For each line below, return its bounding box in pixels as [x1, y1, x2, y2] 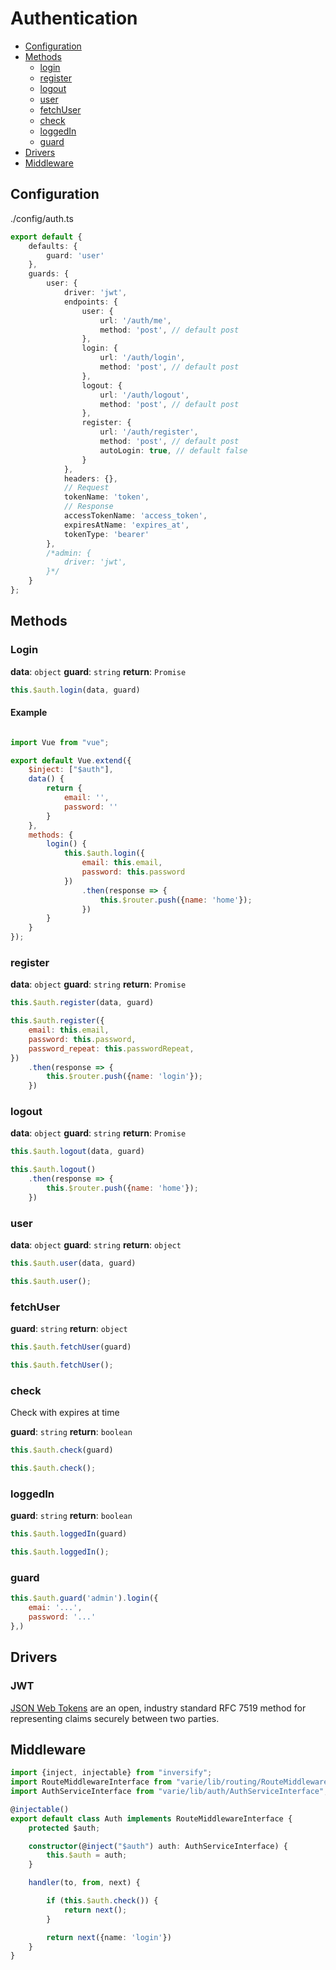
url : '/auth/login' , [99, 353, 186, 363]
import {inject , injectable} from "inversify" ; [10, 1768, 213, 1778]
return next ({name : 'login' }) [46, 1932, 172, 1942]
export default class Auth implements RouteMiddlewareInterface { [10, 1813, 293, 1824]
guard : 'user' [46, 250, 105, 261]
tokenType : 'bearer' [63, 529, 150, 539]
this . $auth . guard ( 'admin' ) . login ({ [10, 1593, 159, 1604]
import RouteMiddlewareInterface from [10, 1777, 172, 1787]
